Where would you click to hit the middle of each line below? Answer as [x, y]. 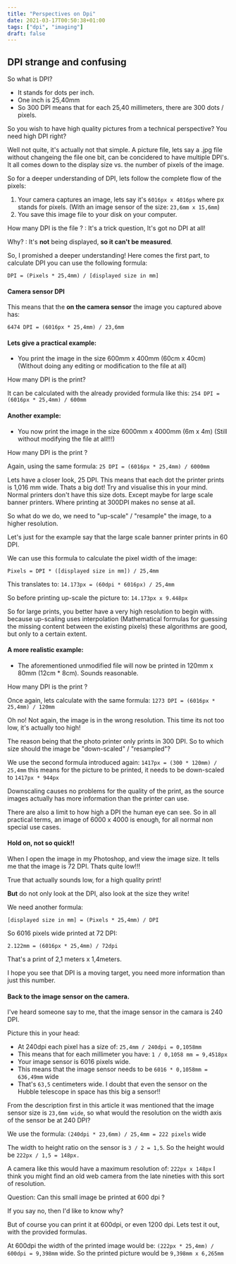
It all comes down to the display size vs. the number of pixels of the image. [116, 165]
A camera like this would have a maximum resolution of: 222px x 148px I [111, 1169]
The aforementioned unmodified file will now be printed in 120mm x [115, 665]
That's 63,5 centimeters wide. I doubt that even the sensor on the [112, 1084]
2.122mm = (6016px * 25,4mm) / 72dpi [63, 946]
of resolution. [26, 1184]
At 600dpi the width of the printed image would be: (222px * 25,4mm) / [111, 1246]
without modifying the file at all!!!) [66, 439]
